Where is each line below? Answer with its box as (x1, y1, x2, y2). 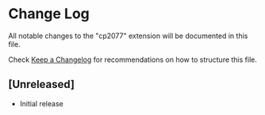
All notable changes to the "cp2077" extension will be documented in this (8, 31, 248, 40)
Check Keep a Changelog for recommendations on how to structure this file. (8, 55, 258, 64)
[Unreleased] (8, 78, 75, 91)
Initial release (19, 98, 63, 108)
